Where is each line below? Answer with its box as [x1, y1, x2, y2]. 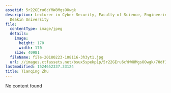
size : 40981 [14, 50, 40, 55]
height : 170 [18, 41, 44, 46]
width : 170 [18, 45, 42, 50]
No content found [5, 83, 42, 89]
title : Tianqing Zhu [5, 69, 49, 74]
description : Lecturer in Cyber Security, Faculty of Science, [5, 12, 142, 17]
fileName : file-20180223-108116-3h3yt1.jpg [10, 54, 103, 60]
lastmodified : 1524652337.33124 [5, 64, 74, 69]
